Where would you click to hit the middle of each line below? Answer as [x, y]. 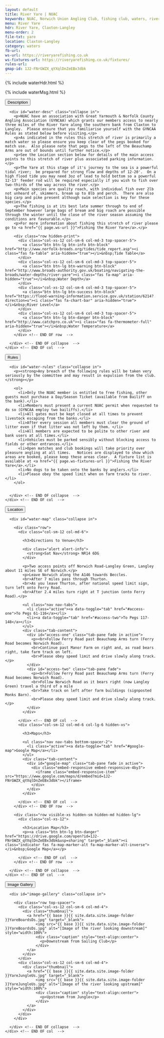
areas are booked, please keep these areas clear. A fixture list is [78, 457]
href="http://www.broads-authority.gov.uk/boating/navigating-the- [75, 270]
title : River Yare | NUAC [31, 14]
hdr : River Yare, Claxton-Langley [40, 28]
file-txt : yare [20, 37]
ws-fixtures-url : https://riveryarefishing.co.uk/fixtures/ [68, 60]
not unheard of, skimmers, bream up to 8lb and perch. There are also [79, 193]
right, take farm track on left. [39, 652]
